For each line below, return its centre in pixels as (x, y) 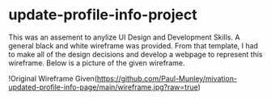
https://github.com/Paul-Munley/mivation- (167, 78)
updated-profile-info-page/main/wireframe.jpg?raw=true (103, 87)
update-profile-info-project (103, 15)
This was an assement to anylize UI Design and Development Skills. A (124, 37)
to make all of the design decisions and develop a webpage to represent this (135, 54)
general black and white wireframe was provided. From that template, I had (133, 45)
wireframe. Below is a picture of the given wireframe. (97, 63)
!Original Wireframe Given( (53, 78)
